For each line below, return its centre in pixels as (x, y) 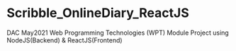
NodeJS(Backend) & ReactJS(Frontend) (64, 40)
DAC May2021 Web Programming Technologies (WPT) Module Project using (118, 33)
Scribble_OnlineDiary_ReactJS (98, 13)
